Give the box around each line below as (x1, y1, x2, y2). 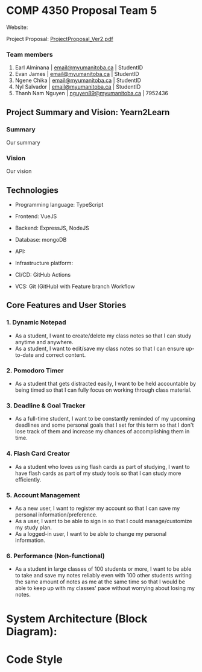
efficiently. (14, 476, 42, 483)
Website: (6, 24, 28, 31)
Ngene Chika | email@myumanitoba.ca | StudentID (14, 77, 142, 84)
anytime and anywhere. (14, 338, 74, 345)
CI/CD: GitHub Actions (14, 271, 71, 278)
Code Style (6, 652, 63, 666)
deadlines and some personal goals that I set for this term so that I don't (14, 421, 194, 429)
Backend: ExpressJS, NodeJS (14, 224, 89, 232)
